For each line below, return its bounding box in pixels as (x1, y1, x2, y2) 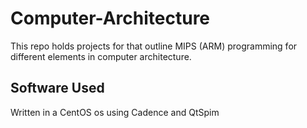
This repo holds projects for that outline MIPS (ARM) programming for (10, 40, 298, 52)
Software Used (10, 80, 105, 97)
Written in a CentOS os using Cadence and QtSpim (10, 106, 220, 118)
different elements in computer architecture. (10, 50, 192, 62)
